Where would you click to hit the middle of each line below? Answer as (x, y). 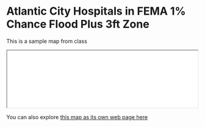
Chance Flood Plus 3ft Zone (78, 24)
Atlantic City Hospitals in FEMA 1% (96, 11)
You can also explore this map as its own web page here (77, 117)
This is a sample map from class (47, 41)
